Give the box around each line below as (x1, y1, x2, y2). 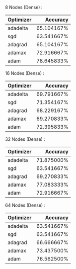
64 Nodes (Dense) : (5, 202, 46, 208)
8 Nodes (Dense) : (5, 5, 43, 10)
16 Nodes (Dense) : (5, 70, 45, 76)
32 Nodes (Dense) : (5, 136, 46, 142)
